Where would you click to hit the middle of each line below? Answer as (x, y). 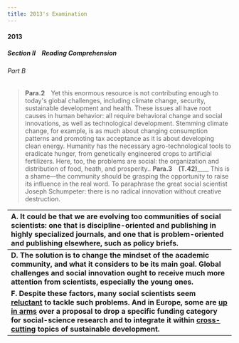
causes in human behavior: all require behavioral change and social (123, 115)
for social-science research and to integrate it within (103, 320)
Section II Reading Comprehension (62, 53)
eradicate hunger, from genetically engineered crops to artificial (118, 153)
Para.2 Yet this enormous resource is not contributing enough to (121, 93)
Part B (17, 71)
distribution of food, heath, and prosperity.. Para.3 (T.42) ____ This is (127, 169)
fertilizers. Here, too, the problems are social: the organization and (122, 161)
